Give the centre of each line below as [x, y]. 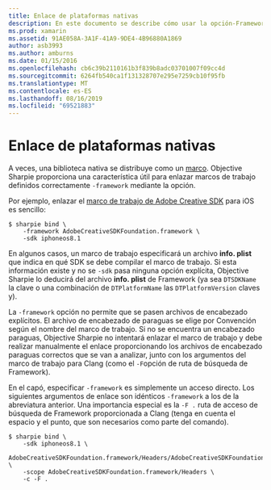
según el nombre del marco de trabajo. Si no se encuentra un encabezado [132, 329]
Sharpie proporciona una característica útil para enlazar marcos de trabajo [132, 177]
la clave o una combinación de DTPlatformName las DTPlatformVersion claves [134, 288]
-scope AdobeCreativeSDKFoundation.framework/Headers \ [119, 472]
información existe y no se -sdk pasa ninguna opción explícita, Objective [129, 270]
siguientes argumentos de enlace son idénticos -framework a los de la [124, 396]
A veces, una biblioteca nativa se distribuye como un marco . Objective [125, 168]
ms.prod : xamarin [38, 31]
